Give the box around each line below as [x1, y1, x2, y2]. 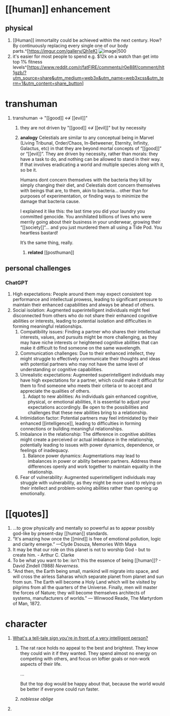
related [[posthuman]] [27, 249, 74, 255]
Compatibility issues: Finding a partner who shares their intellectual [20, 328, 161, 334]
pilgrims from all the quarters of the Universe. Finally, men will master [12, 584, 158, 590]
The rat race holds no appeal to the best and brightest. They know [20, 644, 158, 651]
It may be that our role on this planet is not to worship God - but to [12, 547, 151, 553]
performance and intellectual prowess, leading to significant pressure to [12, 296, 163, 302]
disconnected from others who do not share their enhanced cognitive [12, 312, 158, 318]
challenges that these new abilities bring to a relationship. [27, 410, 148, 416]
